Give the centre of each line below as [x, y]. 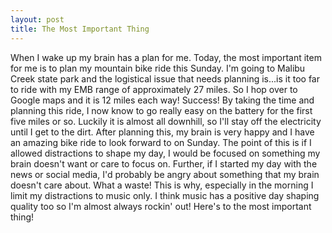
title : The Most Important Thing [80, 29]
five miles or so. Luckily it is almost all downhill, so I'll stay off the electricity [166, 121]
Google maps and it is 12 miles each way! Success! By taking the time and [162, 100]
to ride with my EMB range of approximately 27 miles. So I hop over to [154, 89]
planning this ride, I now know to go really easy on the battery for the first [161, 110]
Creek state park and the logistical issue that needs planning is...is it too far [165, 78]
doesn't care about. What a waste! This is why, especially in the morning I [162, 185]
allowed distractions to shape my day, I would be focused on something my [165, 153]
